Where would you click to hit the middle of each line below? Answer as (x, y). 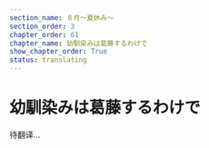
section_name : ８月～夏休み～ (62, 18)
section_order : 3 (42, 26)
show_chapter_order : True (58, 52)
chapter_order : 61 (44, 35)
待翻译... (25, 134)
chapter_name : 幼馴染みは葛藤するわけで (79, 43)
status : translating (49, 60)
